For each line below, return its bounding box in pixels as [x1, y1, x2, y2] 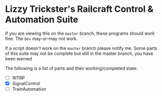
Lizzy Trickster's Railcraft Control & [5, 3, 154, 15]
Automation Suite [5, 14, 79, 25]
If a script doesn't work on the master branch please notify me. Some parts [5, 45, 158, 51]
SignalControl [12, 81, 40, 86]
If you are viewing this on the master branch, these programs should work [5, 30, 155, 36]
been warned [5, 55, 32, 61]
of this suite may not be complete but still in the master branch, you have [5, 50, 154, 56]
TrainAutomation [12, 86, 46, 92]
